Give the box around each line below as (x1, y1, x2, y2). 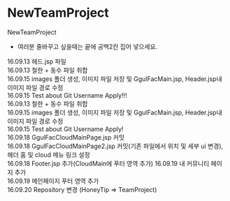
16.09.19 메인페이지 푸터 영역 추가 (7, 177, 99, 185)
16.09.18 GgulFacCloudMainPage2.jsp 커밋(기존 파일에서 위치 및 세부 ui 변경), (7, 142, 224, 150)
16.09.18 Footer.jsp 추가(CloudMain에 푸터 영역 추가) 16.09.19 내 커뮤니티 (7, 159, 210, 167)
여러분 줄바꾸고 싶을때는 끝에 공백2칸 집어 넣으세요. (17, 42, 158, 50)
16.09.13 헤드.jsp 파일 (7, 57, 66, 66)
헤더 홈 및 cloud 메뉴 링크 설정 (7, 150, 91, 158)
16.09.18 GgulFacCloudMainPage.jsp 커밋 (7, 133, 125, 141)
